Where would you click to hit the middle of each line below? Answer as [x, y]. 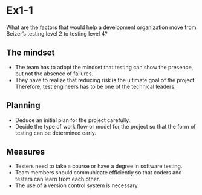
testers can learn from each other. [57, 179]
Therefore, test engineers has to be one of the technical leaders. [95, 86]
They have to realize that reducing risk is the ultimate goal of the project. [106, 80]
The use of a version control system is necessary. [77, 185]
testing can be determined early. [56, 133]
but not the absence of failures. [54, 74]
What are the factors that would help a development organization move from [101, 27]
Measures [26, 152]
